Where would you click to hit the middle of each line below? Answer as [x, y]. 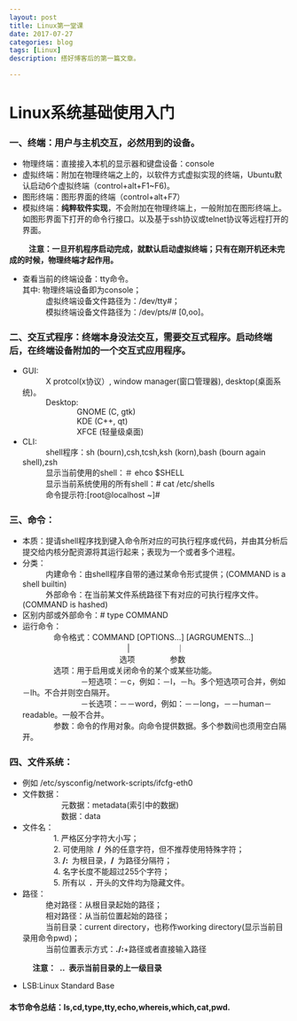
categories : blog [41, 42]
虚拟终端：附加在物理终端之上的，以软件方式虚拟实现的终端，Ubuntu [148, 175]
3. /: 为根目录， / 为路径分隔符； [113, 861]
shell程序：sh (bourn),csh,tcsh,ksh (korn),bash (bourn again [156, 452]
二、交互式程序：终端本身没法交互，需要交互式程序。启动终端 [141, 338]
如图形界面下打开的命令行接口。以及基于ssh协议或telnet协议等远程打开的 [155, 219]
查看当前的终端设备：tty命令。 [78, 279]
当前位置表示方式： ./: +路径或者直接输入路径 [126, 949]
